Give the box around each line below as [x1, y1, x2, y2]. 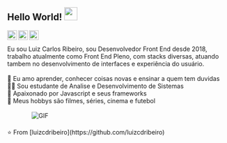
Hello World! [7, 11, 63, 23]
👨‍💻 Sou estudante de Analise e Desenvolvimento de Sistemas [7, 82, 185, 90]
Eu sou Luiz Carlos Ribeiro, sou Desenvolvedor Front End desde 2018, [7, 45, 208, 53]
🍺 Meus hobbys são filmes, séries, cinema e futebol [7, 96, 155, 105]
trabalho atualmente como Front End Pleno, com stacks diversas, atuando [7, 52, 219, 60]
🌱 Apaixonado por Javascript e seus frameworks [7, 89, 148, 98]
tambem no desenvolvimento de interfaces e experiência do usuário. [7, 59, 205, 68]
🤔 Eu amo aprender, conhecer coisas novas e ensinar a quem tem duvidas [7, 74, 220, 82]
